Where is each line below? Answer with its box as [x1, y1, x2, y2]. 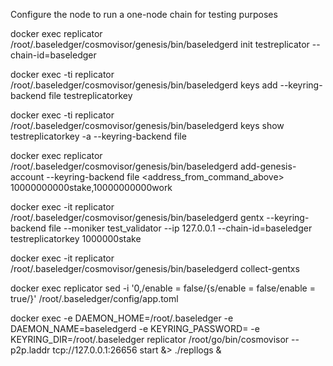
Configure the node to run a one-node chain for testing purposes [10, 9, 278, 20]
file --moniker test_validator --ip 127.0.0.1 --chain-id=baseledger [48, 222, 313, 234]
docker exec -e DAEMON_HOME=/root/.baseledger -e [10, 312, 234, 324]
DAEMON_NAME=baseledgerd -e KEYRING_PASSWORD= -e [10, 323, 260, 334]
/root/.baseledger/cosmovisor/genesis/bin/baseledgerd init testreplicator [10, 39, 310, 50]
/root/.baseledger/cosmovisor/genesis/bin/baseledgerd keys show [10, 120, 285, 131]
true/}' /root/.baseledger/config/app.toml [10, 293, 179, 304]
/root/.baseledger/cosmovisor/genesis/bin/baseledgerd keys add [10, 79, 278, 91]
